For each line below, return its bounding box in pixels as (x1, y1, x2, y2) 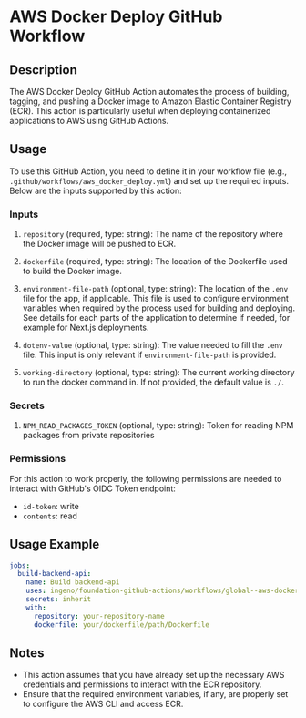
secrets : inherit (25, 595, 92, 604)
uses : (25, 586, 47, 596)
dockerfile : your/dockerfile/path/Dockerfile (33, 620, 209, 630)
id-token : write (22, 500, 79, 511)
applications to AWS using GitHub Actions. (9, 116, 169, 126)
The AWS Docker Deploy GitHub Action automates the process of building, (9, 87, 290, 97)
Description (9, 62, 77, 77)
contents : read (22, 510, 77, 521)
